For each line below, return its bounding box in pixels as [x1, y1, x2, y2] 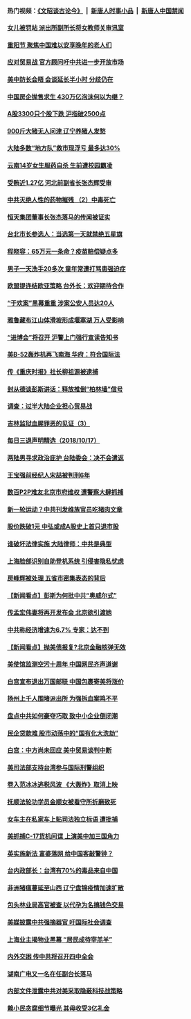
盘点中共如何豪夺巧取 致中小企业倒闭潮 [7, 711, 118, 719]
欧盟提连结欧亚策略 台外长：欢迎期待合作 [7, 282, 125, 290]
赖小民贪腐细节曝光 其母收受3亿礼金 [7, 1004, 110, 1013]
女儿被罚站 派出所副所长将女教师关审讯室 [7, 24, 125, 32]
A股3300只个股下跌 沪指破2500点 [7, 110, 106, 118]
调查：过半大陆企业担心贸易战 [7, 402, 92, 410]
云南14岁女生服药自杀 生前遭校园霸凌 [7, 161, 113, 170]
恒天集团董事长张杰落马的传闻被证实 [7, 213, 111, 221]
